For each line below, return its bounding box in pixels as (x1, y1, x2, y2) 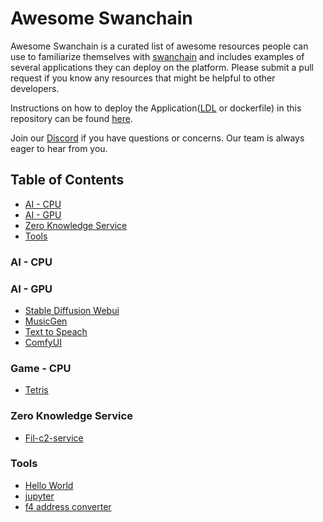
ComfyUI (24, 336, 62, 348)
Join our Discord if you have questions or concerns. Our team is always (10, 132, 305, 144)
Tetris (24, 384, 49, 396)
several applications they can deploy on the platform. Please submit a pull (10, 61, 314, 73)
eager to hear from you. (10, 142, 108, 154)
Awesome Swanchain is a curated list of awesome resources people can (10, 40, 309, 52)
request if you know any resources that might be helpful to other (10, 72, 276, 84)
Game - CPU (10, 361, 72, 375)
